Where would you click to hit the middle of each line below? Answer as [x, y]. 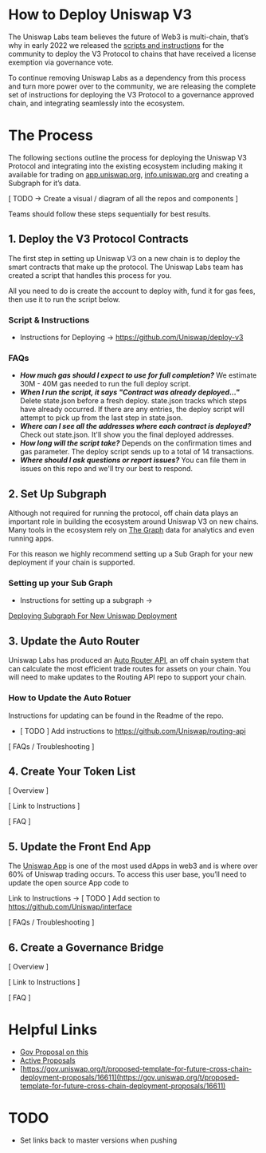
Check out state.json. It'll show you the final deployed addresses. [127, 435]
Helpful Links [53, 1030]
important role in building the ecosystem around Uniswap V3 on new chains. [133, 521]
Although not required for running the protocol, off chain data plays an [123, 513]
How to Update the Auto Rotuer [70, 698]
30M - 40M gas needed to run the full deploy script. [105, 384]
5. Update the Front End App [80, 847]
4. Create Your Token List [72, 771]
